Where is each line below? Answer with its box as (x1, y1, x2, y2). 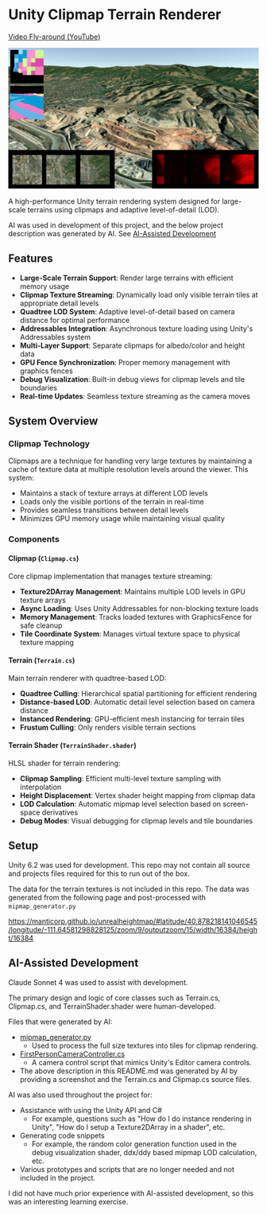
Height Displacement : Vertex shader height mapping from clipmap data (19, 790, 256, 800)
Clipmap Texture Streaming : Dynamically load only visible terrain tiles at (19, 290, 258, 299)
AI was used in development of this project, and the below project (8, 220, 224, 230)
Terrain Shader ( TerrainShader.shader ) (8, 741, 137, 750)
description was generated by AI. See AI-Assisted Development (8, 228, 216, 238)
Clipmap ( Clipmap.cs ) (8, 553, 79, 562)
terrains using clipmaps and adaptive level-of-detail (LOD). (27, 204, 220, 214)
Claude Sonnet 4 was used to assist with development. (8, 977, 188, 987)
